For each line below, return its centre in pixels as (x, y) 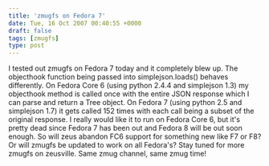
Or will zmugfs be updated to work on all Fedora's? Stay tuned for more (126, 145)
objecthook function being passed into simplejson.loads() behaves (118, 77)
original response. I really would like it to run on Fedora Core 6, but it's (124, 119)
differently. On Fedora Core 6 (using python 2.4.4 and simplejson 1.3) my (128, 86)
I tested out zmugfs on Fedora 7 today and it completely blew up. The (123, 68)
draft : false (30, 30)
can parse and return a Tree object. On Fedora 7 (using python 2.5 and (125, 103)
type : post (26, 46)
